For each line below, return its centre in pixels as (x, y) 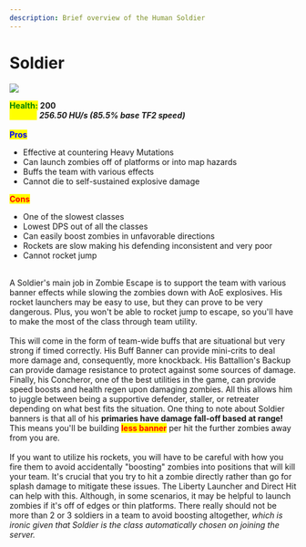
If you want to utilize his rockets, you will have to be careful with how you (147, 457)
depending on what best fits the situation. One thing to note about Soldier (147, 408)
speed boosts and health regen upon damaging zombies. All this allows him (151, 389)
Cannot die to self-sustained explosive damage (111, 181)
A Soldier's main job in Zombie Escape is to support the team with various (148, 283)
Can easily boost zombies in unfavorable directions (119, 236)
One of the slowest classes (73, 216)
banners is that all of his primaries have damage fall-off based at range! (147, 418)
